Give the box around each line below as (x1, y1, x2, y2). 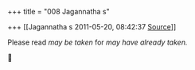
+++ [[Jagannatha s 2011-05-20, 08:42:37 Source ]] (7, 22, 177, 31)
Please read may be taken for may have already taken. (7, 37, 188, 47)
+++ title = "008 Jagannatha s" (7, 7, 111, 16)
